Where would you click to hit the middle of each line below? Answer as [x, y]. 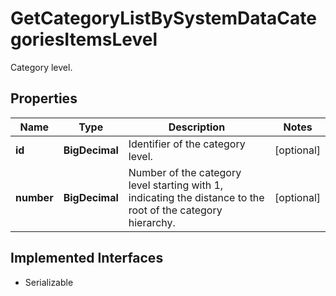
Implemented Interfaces [87, 258]
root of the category [175, 210]
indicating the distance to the [196, 197]
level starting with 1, [176, 185]
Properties [44, 98]
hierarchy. [152, 222]
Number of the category [185, 172]
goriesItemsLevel [84, 39]
